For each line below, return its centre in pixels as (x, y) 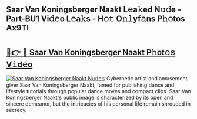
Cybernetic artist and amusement (147, 78)
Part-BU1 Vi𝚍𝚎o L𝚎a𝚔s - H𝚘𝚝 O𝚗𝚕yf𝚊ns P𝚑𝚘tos (96, 19)
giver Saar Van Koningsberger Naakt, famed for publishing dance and (90, 85)
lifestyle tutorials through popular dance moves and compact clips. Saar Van (98, 91)
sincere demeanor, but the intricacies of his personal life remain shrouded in (98, 104)
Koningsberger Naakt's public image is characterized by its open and (90, 97)
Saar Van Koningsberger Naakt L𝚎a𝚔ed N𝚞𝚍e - (94, 10)
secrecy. (16, 110)
